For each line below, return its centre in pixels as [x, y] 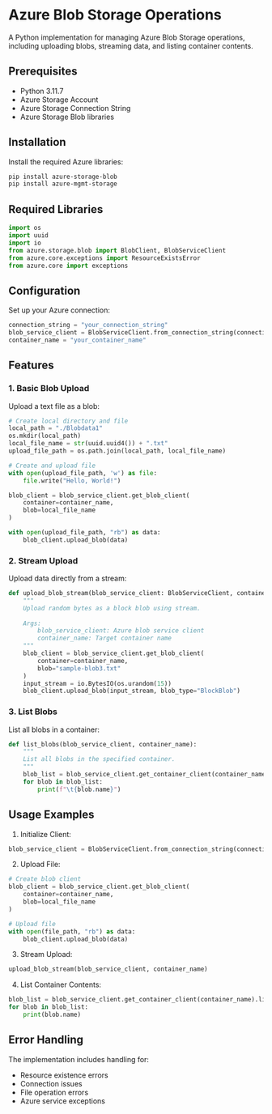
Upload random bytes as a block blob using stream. [112, 608]
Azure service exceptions [62, 1101]
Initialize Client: [45, 834]
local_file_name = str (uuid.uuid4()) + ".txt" [88, 444]
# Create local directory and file [68, 421]
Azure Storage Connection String [75, 108]
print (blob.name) [52, 1015]
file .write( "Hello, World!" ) [72, 480]
